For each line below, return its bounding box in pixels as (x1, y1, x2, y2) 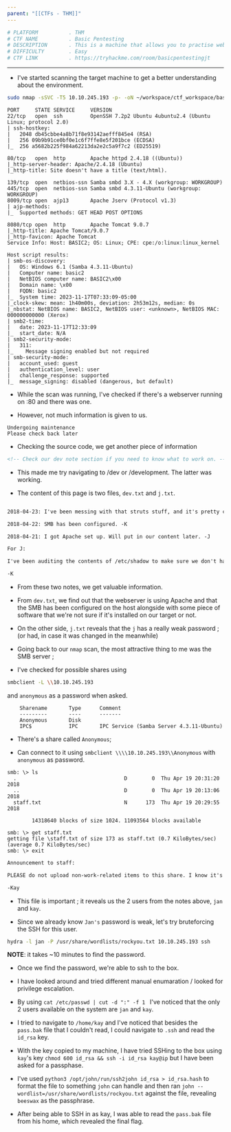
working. (16, 475, 43, 483)
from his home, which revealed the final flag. (16, 1118, 144, 1126)
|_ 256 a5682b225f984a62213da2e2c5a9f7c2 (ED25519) (7, 143, 162, 150)
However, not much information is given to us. (16, 411, 148, 419)
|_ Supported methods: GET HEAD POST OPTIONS (7, 209, 143, 216)
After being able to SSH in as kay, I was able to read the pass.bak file (16, 1110, 212, 1118)
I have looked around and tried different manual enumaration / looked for (16, 977, 223, 986)
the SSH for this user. (16, 924, 78, 933)
